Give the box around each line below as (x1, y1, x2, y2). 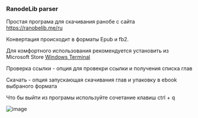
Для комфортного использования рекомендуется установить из (6, 47, 170, 54)
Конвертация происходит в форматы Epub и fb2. (6, 36, 129, 43)
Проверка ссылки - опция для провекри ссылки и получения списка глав (6, 65, 193, 72)
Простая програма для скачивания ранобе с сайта (6, 18, 135, 25)
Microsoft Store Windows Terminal (6, 54, 90, 61)
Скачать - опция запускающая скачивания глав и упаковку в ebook (6, 76, 177, 84)
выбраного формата (6, 83, 57, 90)
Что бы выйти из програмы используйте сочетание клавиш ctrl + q (6, 94, 176, 101)
